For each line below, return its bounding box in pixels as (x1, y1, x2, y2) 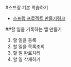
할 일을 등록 (12, 37, 37, 43)
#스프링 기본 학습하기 (5, 5, 48, 10)
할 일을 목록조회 (12, 43, 45, 50)
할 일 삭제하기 (12, 56, 41, 62)
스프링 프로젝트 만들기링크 (12, 15, 66, 21)
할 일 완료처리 (12, 50, 41, 56)
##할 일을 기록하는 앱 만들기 (5, 26, 62, 32)
